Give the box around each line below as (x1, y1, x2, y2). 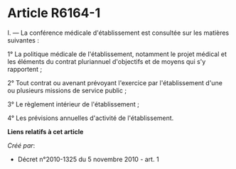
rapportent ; (7, 65, 43, 73)
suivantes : (7, 36, 39, 44)
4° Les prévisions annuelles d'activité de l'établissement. (7, 114, 174, 122)
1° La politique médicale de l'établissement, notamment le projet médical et (7, 50, 227, 58)
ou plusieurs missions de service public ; (7, 86, 127, 94)
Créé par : (7, 141, 36, 150)
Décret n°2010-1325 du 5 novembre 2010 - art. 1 (17, 155, 159, 163)
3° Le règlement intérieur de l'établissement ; (7, 99, 140, 108)
